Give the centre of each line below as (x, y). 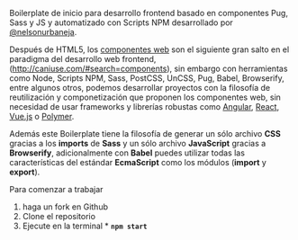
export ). (25, 172)
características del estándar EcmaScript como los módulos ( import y (138, 162)
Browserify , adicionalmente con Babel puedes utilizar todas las (127, 153)
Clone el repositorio (59, 216)
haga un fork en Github (65, 207)
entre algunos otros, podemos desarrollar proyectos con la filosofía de (140, 88)
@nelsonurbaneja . (43, 32)
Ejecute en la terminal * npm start (85, 226)
